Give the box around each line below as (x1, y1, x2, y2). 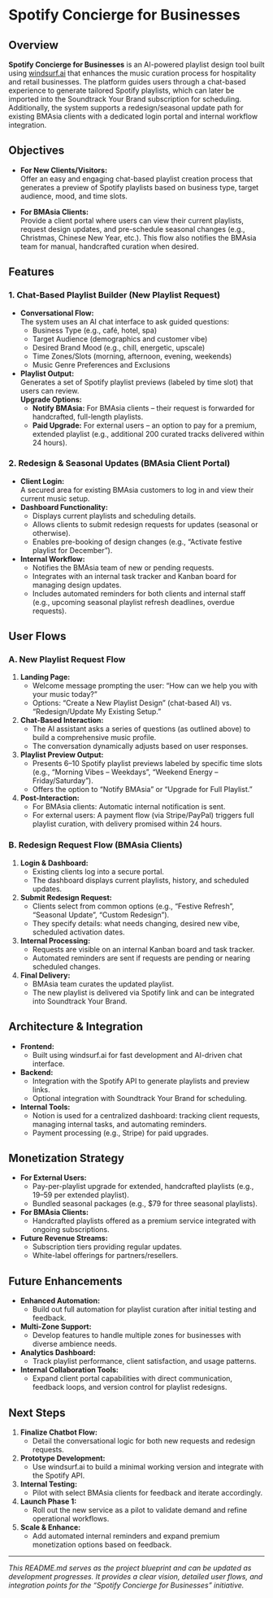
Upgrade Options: (19, 394, 83, 404)
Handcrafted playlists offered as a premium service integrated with (32, 1216, 256, 1226)
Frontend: (19, 1041, 54, 1051)
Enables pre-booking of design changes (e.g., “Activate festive (32, 537, 242, 546)
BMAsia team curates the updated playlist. (32, 978, 175, 989)
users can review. (19, 385, 80, 395)
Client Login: (19, 476, 65, 485)
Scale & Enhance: (19, 1522, 81, 1532)
